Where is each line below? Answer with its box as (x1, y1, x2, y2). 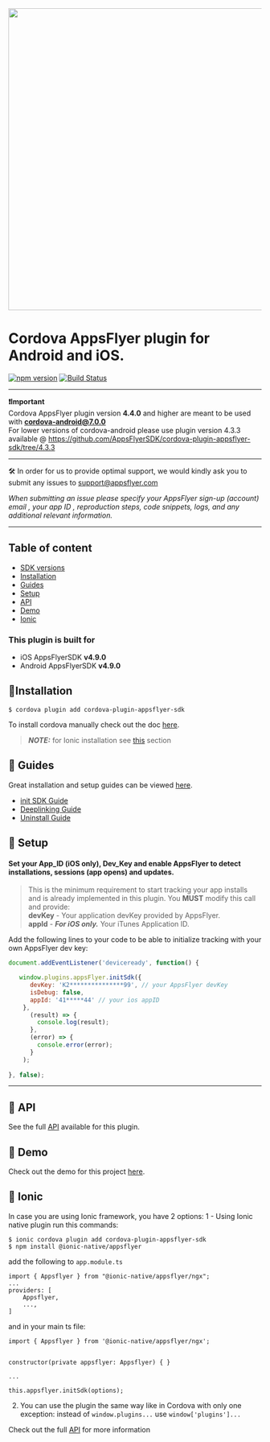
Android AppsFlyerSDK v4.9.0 (19, 661, 121, 671)
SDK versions (19, 563, 66, 572)
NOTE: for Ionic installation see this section (27, 735, 171, 745)
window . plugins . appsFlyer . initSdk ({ (18, 973, 142, 981)
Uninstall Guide (19, 812, 71, 822)
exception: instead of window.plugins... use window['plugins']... (19, 1409, 241, 1419)
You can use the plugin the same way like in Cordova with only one (19, 1400, 242, 1410)
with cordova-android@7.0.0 (8, 416, 106, 426)
